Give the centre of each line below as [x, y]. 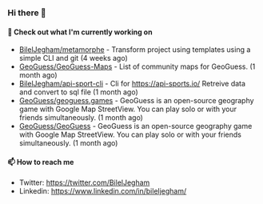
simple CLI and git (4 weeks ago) [74, 58]
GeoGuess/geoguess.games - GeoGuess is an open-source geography [136, 101]
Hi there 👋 [27, 13]
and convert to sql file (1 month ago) [79, 92]
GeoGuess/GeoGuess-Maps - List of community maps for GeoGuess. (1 [137, 66]
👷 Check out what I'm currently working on [80, 32]
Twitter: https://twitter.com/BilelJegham [84, 182]
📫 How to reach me [41, 162]
